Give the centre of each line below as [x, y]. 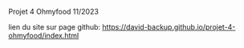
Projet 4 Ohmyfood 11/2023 [53, 12]
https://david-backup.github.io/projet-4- [169, 27]
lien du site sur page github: [55, 27]
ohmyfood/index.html [44, 36]
